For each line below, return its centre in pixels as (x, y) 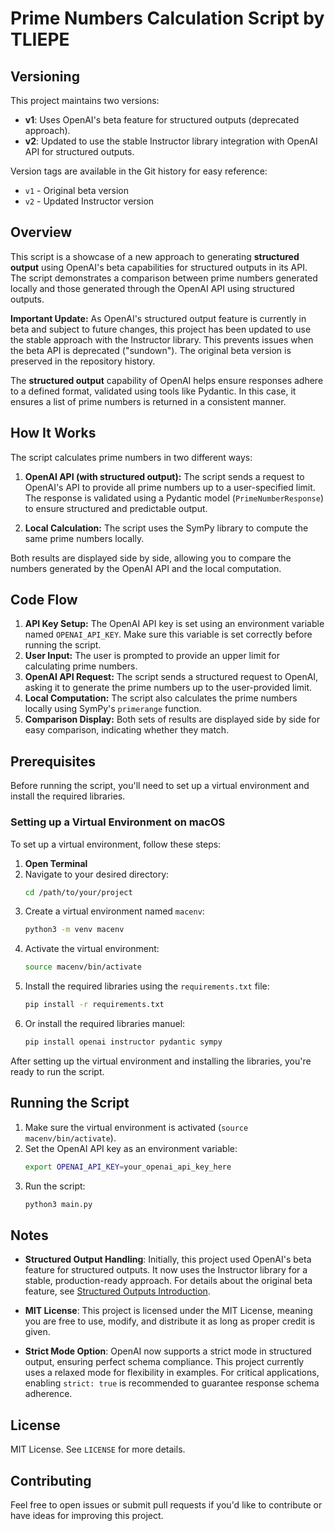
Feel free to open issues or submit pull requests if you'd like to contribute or (166, 1504)
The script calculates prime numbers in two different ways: (131, 457)
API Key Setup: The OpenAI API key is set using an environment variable (174, 624)
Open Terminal (56, 863)
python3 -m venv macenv (74, 930)
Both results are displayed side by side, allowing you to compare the (151, 558)
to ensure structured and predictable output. (116, 508)
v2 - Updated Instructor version (89, 201)
